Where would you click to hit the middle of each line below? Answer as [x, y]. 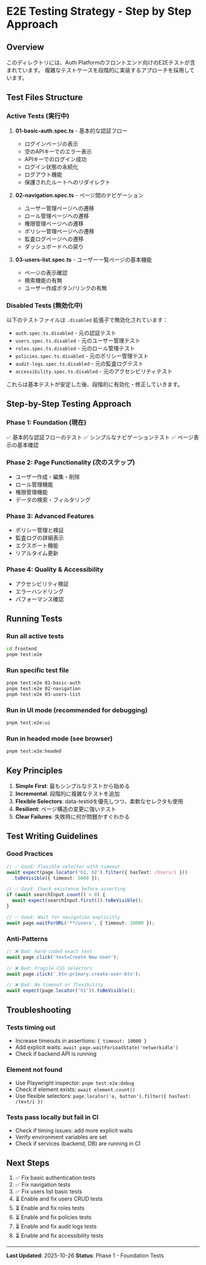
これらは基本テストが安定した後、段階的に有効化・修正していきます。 [95, 384]
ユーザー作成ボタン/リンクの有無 [66, 288]
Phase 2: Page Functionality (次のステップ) [71, 462]
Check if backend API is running [56, 1053]
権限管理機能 [31, 492]
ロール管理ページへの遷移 [57, 215]
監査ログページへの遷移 [54, 239]
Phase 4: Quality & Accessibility [55, 570]
